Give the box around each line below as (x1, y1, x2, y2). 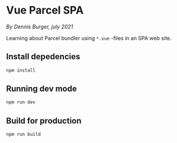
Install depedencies (6, 51, 81, 62)
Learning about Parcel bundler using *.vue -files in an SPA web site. (6, 34, 172, 41)
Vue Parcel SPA (6, 4, 84, 17)
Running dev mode (6, 84, 77, 94)
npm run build (6, 131, 41, 138)
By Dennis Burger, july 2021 (6, 23, 73, 30)
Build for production (6, 116, 82, 126)
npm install (6, 67, 36, 73)
